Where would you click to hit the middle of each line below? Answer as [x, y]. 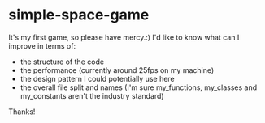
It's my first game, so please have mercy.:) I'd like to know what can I [124, 37]
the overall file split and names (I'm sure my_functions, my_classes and [139, 87]
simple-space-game [79, 15]
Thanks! [22, 112]
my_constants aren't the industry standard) [92, 95]
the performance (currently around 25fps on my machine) [117, 70]
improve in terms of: [42, 45]
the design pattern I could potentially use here [97, 78]
